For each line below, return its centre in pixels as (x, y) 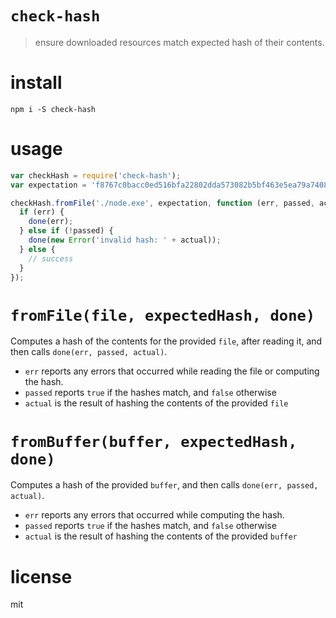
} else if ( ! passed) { (66, 231)
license (41, 576)
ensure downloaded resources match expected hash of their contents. (179, 42)
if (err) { (42, 212)
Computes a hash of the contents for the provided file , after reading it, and (166, 341)
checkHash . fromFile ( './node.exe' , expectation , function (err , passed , (162, 203)
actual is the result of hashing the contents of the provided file (156, 403)
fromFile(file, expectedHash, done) (163, 315)
